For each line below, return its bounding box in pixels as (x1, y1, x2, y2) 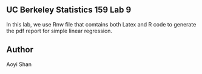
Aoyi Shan (6, 60, 32, 68)
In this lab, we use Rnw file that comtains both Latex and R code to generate (6, 20, 197, 28)
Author (6, 45, 33, 55)
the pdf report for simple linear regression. (6, 27, 113, 34)
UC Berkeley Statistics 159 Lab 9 (6, 5, 132, 15)
